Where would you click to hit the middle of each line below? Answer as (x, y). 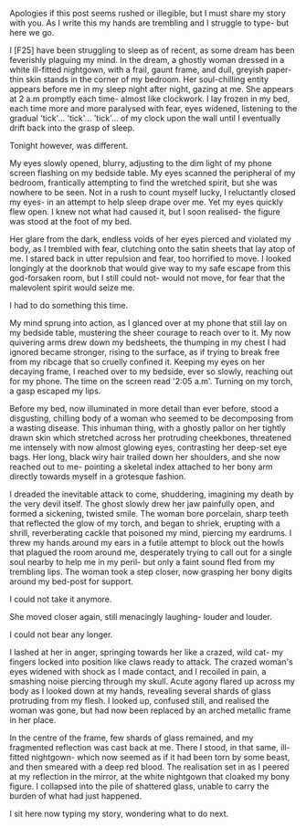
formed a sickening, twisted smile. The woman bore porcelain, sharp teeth (149, 514)
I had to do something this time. (69, 305)
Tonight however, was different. (69, 146)
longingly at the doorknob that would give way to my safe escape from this (150, 268)
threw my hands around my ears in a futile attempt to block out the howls (147, 543)
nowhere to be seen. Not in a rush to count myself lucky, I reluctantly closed (153, 192)
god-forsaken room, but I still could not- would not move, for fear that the (148, 278)
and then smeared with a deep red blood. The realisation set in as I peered (149, 767)
